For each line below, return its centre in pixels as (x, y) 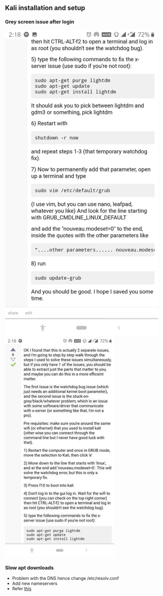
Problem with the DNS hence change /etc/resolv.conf (65, 578)
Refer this (22, 588)
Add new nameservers (35, 583)
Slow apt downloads (30, 568)
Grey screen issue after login (40, 22)
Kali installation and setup (45, 8)
